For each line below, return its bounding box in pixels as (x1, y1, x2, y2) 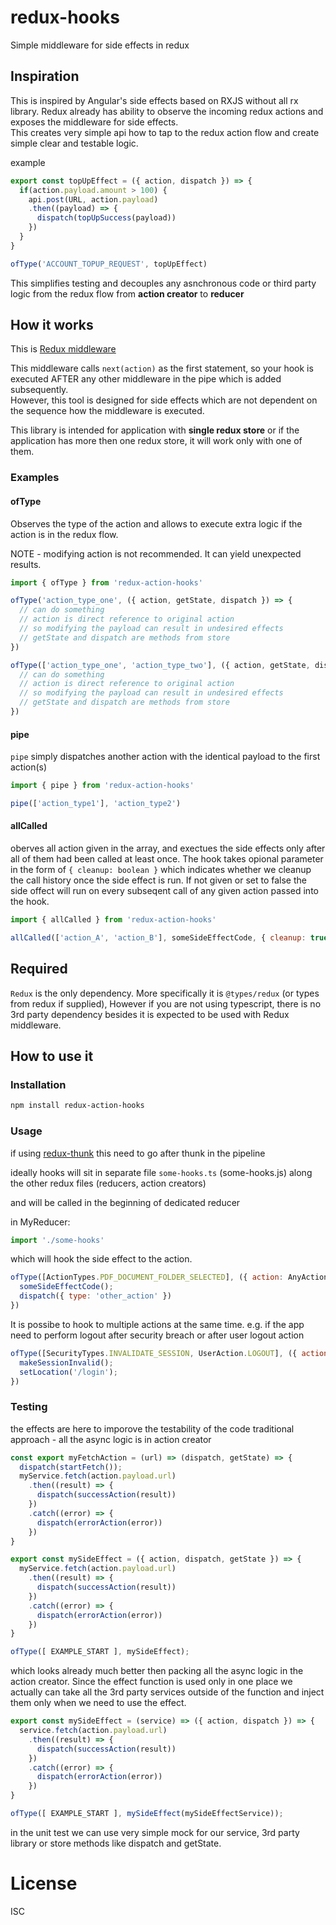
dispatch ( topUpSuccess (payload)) (36, 213, 177, 223)
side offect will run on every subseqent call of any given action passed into (10, 885, 319, 897)
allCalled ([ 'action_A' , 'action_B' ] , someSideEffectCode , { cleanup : (10, 932, 307, 943)
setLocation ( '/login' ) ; (19, 1367, 118, 1377)
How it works (10, 317, 94, 334)
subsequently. (10, 384, 69, 396)
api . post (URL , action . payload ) (28, 194, 159, 205)
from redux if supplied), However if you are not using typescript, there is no (10, 997, 322, 1010)
